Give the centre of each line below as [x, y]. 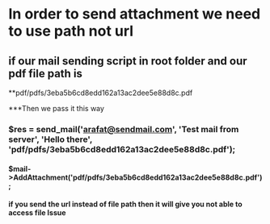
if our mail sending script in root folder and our [128, 61]
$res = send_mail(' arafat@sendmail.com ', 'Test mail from [124, 129]
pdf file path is [46, 73]
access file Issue [37, 213]
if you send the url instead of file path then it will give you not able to [125, 204]
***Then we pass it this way [57, 108]
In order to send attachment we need [135, 14]
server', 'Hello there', [51, 139]
